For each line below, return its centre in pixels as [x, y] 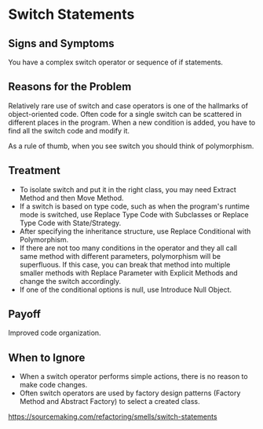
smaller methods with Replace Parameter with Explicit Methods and [128, 273]
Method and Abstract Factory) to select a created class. [110, 402]
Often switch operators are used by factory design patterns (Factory [130, 393]
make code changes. [53, 385]
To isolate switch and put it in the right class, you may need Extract [128, 189]
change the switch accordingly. [70, 281]
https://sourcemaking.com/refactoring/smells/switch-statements [113, 416]
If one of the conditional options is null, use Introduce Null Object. [126, 289]
